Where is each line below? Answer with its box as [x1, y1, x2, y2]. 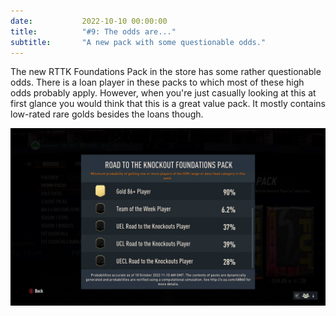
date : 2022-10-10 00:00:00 [10, 16, 168, 26]
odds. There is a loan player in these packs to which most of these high [10, 76, 305, 89]
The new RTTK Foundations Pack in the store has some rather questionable [10, 66, 322, 78]
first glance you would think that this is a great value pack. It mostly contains [10, 98, 326, 110]
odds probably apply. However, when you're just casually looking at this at [10, 87, 317, 99]
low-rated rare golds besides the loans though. [10, 108, 204, 120]
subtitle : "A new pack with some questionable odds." [10, 37, 267, 47]
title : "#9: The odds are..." [10, 26, 177, 37]
